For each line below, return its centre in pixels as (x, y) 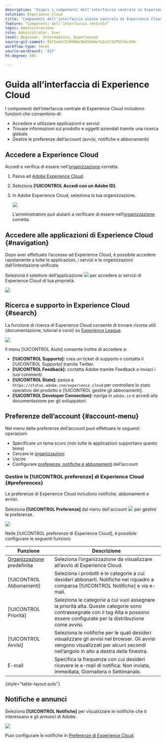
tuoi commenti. (27, 374)
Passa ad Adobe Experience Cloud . (48, 176)
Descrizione (106, 551)
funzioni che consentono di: (34, 114)
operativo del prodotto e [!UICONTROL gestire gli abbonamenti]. (78, 390)
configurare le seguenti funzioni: (38, 538)
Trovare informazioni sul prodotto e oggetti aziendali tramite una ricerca (85, 129)
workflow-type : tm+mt (27, 46)
